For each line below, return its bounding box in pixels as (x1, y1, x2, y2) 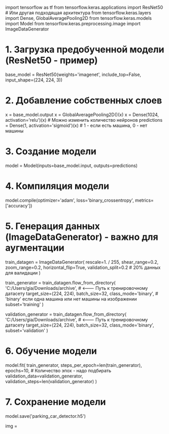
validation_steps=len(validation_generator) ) (5, 378, 97, 384)
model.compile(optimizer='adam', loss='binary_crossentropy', (5, 197, 134, 203)
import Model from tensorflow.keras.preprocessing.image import (5, 20, 141, 26)
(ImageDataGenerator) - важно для (5, 231, 158, 242)
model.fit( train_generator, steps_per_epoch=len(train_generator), (5, 362, 142, 368)
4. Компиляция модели (5, 180, 110, 192)
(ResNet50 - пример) (5, 55, 98, 66)
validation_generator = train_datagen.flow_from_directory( (5, 311, 127, 317)
